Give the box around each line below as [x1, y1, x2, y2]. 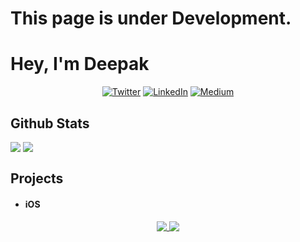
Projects [10, 170, 64, 187]
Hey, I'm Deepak [10, 53, 150, 76]
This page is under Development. [10, 7, 292, 30]
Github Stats [10, 115, 90, 132]
